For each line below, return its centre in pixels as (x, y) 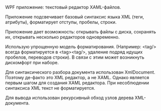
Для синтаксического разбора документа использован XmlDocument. (80, 72)
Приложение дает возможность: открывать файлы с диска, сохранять (80, 32)
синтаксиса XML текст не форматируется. (50, 88)
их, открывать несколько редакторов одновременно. (62, 37)
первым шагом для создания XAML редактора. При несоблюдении (77, 83)
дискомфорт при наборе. (32, 62)
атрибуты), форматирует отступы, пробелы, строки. (61, 22)
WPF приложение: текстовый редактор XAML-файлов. (63, 7)
